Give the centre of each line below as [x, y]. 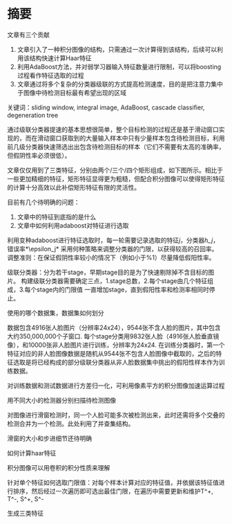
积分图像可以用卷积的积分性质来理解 [59, 467]
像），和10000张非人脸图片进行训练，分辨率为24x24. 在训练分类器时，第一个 [116, 345]
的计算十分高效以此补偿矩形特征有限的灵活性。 [74, 187]
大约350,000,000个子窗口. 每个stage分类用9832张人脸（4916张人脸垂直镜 [113, 336]
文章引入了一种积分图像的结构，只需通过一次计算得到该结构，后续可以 [117, 49]
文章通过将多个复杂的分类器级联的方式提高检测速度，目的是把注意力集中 [120, 84]
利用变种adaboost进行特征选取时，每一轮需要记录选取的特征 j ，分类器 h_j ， [113, 240]
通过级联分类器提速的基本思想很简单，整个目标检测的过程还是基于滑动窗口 [113, 129]
